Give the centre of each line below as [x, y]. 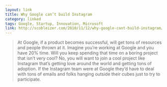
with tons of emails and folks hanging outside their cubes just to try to [89, 74]
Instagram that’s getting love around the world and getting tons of [84, 64]
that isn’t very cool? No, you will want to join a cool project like [81, 58]
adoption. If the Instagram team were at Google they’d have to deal [85, 69]
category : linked [23, 19]
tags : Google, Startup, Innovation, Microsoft [54, 24]
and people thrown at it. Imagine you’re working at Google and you [85, 48]
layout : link [19, 10]
